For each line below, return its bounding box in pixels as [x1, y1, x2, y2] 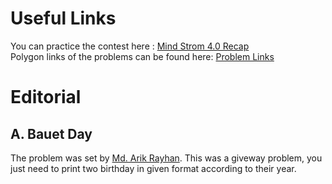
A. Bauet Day [10, 125, 93, 142]
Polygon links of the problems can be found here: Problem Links [10, 50, 275, 62]
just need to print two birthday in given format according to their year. [10, 162, 297, 174]
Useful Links [10, 7, 117, 30]
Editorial [10, 86, 82, 109]
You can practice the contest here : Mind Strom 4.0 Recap [10, 40, 250, 52]
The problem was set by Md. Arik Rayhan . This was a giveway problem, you [10, 152, 323, 164]
